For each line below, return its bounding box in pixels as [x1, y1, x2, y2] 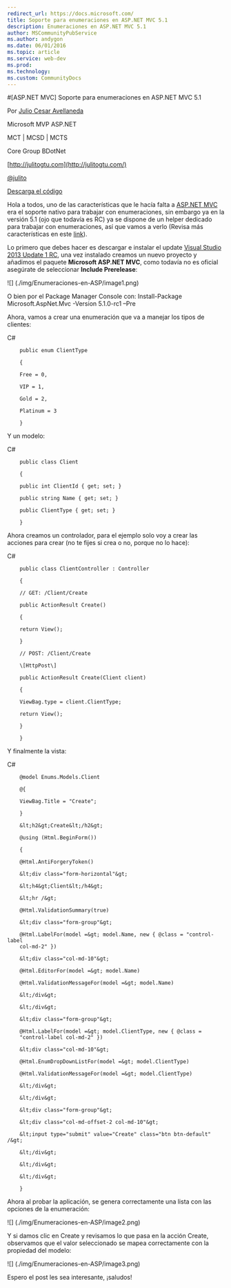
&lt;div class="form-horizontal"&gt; [19, 871, 128, 878]
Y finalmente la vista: [7, 747, 67, 755]
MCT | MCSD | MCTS [7, 134, 68, 142]
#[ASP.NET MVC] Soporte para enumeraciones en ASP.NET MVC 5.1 [7, 93, 201, 102]
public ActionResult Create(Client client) [19, 674, 147, 681]
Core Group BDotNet [7, 147, 66, 156]
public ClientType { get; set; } [19, 507, 116, 514]
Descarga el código [7, 187, 63, 196]
